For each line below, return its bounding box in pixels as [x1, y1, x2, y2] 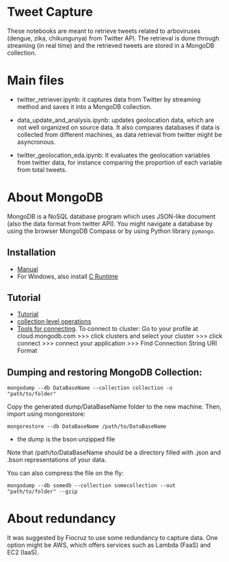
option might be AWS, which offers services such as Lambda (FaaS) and [7, 541, 211, 549]
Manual [16, 265, 39, 273]
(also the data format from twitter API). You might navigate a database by [7, 219, 213, 228]
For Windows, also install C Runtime [16, 272, 118, 280]
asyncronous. [16, 138, 56, 146]
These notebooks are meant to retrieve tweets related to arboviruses [7, 27, 200, 35]
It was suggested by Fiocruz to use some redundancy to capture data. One [7, 534, 218, 542]
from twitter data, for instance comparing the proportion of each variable [16, 158, 223, 167]
